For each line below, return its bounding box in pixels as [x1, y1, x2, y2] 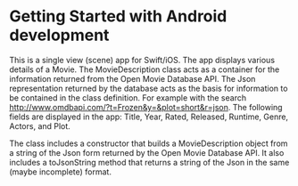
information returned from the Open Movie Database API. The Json [9, 73, 256, 84]
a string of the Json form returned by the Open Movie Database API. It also [9, 147, 285, 158]
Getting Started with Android [9, 6, 228, 27]
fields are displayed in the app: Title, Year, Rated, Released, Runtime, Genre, [9, 111, 288, 122]
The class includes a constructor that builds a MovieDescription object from [9, 138, 288, 149]
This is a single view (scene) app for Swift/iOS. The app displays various [9, 54, 275, 65]
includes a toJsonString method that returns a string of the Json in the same [9, 157, 290, 167]
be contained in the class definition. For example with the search [9, 92, 247, 103]
